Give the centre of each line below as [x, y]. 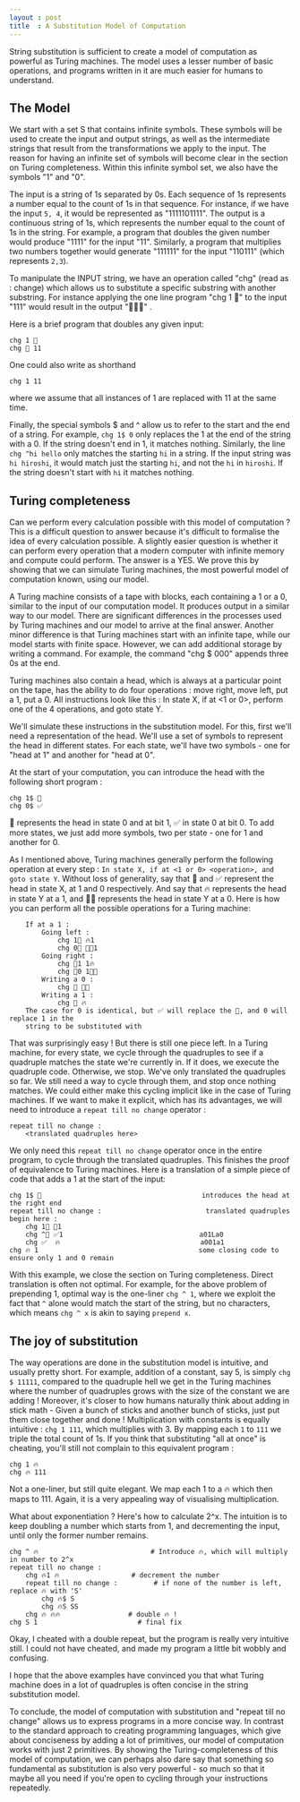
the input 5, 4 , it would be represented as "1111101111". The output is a [137, 214]
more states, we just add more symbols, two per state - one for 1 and [137, 833]
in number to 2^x [42, 1559]
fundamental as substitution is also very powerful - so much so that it [137, 1768]
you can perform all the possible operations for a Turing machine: [130, 909]
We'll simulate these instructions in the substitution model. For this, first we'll [150, 727]
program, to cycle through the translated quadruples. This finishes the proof [149, 1160]
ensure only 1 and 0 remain [62, 1259]
